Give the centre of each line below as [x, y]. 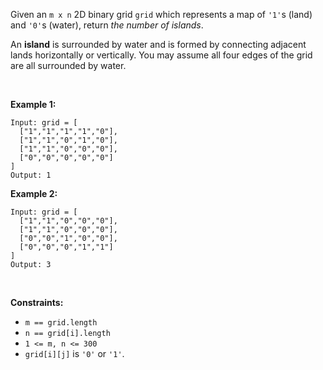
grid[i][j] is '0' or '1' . [74, 353]
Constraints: [37, 302]
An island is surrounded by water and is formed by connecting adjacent [158, 44]
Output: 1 [31, 175]
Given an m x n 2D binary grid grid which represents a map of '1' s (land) [161, 14]
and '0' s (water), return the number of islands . [107, 25]
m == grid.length [61, 323]
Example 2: [34, 193]
